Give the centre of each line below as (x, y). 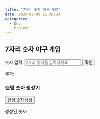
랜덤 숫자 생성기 (23, 88)
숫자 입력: (14, 62)
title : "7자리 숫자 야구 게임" (33, 10)
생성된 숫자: (16, 112)
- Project (19, 28)
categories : (17, 19)
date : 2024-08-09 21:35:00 (33, 14)
